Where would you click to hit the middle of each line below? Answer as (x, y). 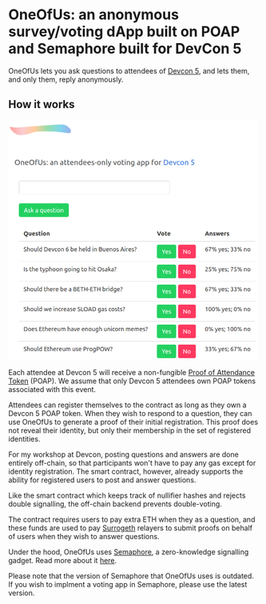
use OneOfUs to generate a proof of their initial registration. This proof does (133, 422)
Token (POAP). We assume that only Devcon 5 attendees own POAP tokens (132, 381)
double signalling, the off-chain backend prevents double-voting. (115, 504)
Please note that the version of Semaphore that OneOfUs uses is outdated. (131, 576)
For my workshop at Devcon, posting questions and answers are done (124, 454)
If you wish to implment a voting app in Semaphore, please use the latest (128, 584)
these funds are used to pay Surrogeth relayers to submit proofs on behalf (131, 528)
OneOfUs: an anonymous (94, 15)
